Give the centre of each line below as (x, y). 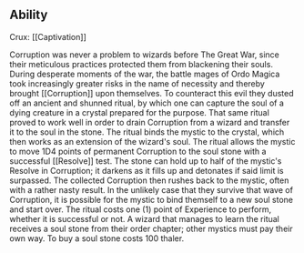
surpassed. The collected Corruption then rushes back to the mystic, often (149, 180)
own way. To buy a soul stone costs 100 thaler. (97, 238)
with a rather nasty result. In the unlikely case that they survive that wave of (152, 189)
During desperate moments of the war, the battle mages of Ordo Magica (145, 74)
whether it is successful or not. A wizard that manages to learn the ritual (145, 218)
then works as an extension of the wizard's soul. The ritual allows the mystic (152, 141)
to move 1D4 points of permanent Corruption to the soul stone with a (138, 151)
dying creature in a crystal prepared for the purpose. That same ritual (140, 112)
